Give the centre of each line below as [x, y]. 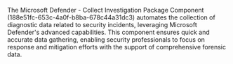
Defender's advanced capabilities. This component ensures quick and [108, 32]
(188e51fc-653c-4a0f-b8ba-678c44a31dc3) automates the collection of [111, 17]
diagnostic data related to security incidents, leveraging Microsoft [102, 25]
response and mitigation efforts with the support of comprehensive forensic [117, 47]
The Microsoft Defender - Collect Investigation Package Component [106, 10]
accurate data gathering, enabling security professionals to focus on [106, 40]
